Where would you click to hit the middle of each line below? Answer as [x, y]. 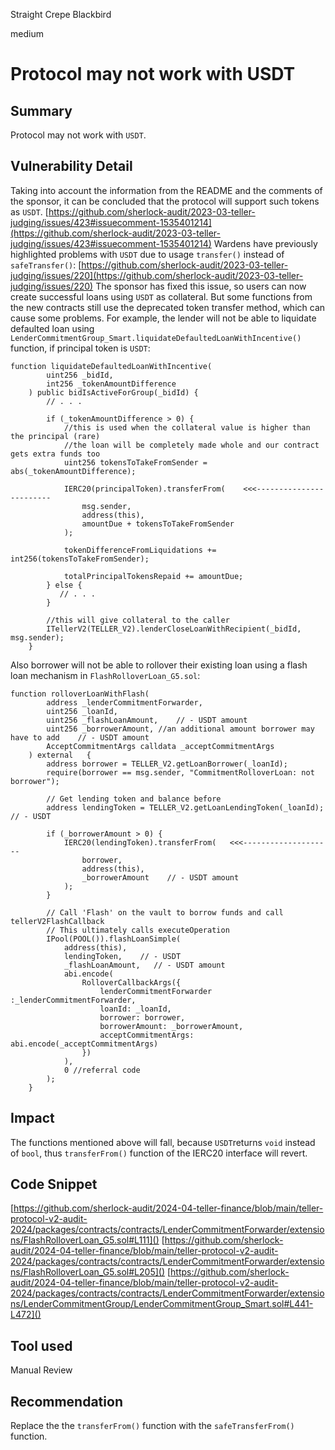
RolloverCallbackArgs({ [131, 982]
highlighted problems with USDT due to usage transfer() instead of [147, 254]
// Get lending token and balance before [134, 799]
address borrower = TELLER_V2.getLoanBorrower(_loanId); [167, 764]
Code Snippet [54, 1184]
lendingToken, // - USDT [122, 956]
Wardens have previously [265, 243]
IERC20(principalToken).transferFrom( [144, 489]
